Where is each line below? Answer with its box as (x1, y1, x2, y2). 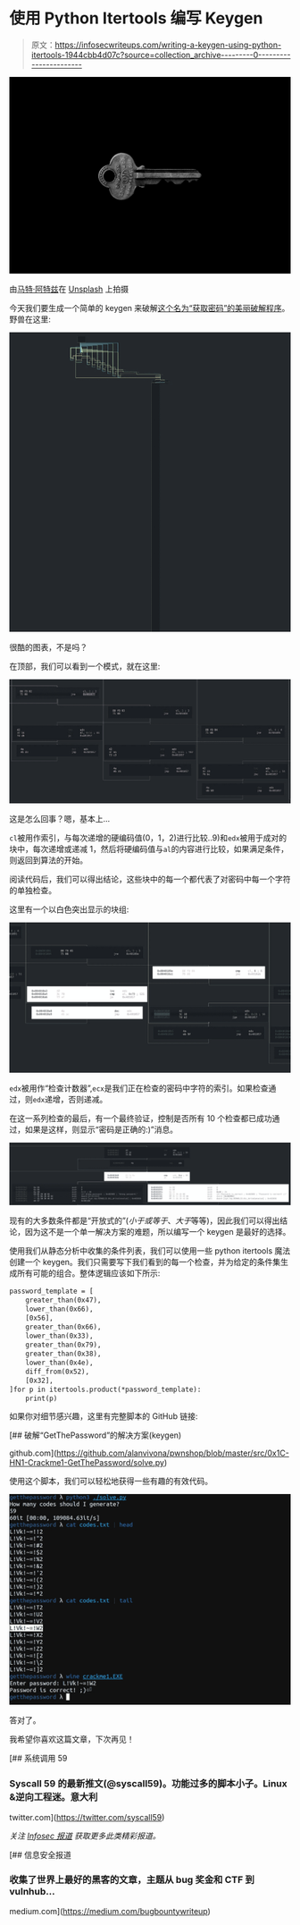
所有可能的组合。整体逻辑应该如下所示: (16, 1268, 161, 1279)
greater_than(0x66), (25, 1322, 102, 1332)
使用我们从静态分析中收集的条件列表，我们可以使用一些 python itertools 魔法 (9, 1245, 291, 1256)
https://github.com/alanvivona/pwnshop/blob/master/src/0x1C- (56, 1448, 290, 1458)
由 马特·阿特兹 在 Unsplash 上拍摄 (9, 283, 129, 295)
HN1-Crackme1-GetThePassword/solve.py (9, 1457, 165, 1468)
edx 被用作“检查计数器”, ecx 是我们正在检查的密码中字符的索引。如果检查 (9, 1083, 269, 1093)
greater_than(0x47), (25, 1296, 102, 1305)
